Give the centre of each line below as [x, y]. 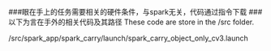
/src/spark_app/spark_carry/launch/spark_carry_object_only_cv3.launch [129, 38]
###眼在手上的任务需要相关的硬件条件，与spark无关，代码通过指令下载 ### [135, 12]
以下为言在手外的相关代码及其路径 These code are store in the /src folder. [131, 22]
